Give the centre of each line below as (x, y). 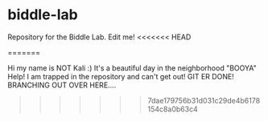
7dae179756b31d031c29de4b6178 (204, 100)
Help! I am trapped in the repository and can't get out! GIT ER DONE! (121, 76)
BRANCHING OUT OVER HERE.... (62, 85)
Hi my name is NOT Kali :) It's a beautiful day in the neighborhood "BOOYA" (132, 68)
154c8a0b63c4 (173, 109)
